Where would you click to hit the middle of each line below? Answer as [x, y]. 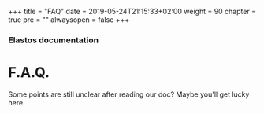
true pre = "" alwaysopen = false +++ [69, 20]
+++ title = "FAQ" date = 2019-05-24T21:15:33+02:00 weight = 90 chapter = [132, 11]
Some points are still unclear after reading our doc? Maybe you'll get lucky [129, 94]
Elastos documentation [54, 40]
